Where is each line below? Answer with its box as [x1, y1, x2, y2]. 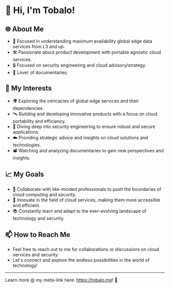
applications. [12, 129, 39, 135]
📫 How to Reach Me [5, 230, 70, 239]
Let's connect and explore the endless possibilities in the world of [12, 257, 150, 263]
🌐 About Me [5, 25, 44, 33]
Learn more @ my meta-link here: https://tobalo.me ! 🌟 [5, 277, 118, 283]
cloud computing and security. [12, 191, 77, 197]
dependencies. [12, 105, 44, 111]
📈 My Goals [5, 170, 44, 179]
